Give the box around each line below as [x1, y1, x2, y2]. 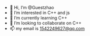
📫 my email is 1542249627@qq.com [9, 26, 85, 31]
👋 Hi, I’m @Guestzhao [9, 5, 54, 10]
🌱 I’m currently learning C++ [9, 15, 67, 20]
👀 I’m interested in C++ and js [9, 10, 70, 16]
